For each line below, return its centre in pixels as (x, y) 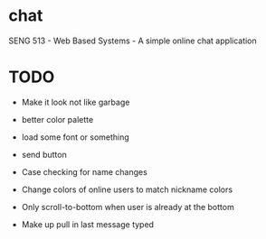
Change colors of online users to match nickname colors (127, 189)
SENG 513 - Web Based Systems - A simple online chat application (133, 41)
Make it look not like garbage (76, 102)
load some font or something (76, 137)
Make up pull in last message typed (88, 224)
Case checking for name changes (85, 171)
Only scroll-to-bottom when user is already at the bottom (128, 207)
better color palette (57, 119)
